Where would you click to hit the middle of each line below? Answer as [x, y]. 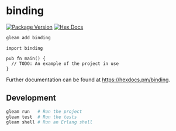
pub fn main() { [26, 58]
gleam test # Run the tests [42, 117]
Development [31, 98]
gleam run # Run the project [44, 111]
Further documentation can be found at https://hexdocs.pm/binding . [88, 80]
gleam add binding [28, 37]
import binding [25, 48]
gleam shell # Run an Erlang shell [49, 122]
